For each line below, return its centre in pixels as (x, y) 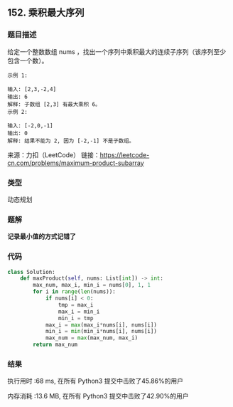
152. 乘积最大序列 (46, 13)
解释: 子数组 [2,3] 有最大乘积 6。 (54, 104)
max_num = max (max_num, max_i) (92, 338)
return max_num (55, 345)
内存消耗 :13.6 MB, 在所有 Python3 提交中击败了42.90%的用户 (98, 396)
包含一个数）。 (28, 60)
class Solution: (31, 272)
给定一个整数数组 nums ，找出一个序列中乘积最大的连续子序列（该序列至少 (117, 51)
